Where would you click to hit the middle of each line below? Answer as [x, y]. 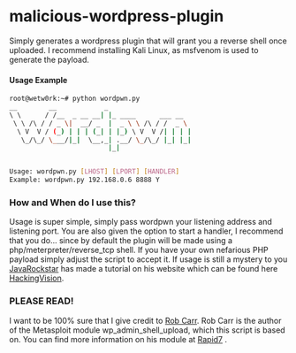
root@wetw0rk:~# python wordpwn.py [75, 99]
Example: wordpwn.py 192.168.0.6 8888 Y [85, 180]
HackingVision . [37, 278]
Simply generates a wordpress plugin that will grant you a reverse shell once [148, 41]
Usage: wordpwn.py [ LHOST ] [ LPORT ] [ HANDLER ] [94, 172]
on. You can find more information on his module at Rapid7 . [118, 339]
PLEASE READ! [42, 301]
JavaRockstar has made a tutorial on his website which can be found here [144, 269]
